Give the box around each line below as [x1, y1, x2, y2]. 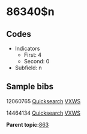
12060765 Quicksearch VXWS [6, 97, 81, 104]
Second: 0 [23, 58, 50, 65]
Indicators [14, 45, 40, 52]
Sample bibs [6, 81, 54, 92]
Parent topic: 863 [6, 121, 49, 128]
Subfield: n [14, 64, 42, 71]
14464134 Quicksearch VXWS [6, 109, 81, 116]
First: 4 [23, 51, 42, 59]
